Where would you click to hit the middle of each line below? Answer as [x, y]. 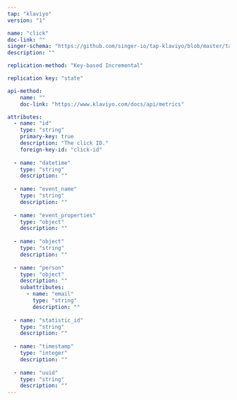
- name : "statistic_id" [48, 320]
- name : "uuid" [36, 372]
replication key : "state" [45, 78]
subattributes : [42, 287]
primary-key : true [47, 137]
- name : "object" [39, 242]
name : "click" [28, 33]
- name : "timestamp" [44, 346]
